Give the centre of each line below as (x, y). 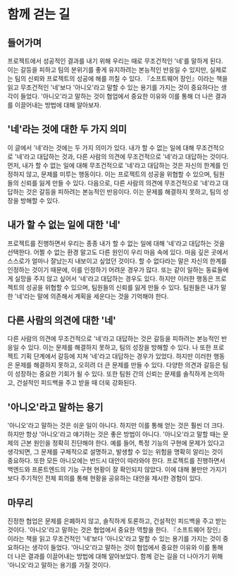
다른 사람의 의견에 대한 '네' (62, 320)
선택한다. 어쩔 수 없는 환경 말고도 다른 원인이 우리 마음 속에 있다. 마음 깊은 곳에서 (118, 252)
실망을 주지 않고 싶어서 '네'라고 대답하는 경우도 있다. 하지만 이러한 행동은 (114, 278)
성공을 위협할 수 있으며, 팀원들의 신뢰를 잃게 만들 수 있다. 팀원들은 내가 (123, 287)
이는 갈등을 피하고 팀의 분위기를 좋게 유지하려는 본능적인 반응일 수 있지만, (108, 70)
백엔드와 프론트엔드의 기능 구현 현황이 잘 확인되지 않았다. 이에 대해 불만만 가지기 (117, 470)
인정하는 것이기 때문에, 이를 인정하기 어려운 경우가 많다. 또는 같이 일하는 (106, 269)
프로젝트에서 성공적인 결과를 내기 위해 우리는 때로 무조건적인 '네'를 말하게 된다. (115, 61)
